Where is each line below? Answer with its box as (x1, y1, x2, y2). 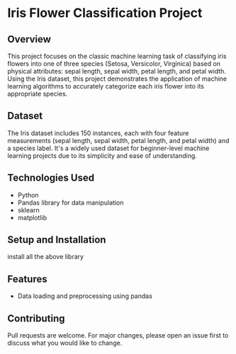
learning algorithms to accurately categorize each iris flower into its (7, 82, 204, 90)
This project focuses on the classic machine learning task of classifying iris (7, 52, 227, 60)
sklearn (17, 205, 40, 214)
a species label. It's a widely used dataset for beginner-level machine (7, 144, 210, 152)
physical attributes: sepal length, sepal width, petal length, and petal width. (7, 67, 227, 75)
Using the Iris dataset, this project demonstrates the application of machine (7, 74, 227, 83)
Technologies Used (7, 172, 94, 184)
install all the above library (7, 253, 84, 261)
